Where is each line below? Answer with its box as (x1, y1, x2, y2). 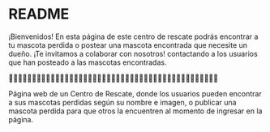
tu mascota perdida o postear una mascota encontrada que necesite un (8, 40, 248, 49)
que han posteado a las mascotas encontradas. (8, 57, 167, 67)
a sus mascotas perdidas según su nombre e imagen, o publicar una (8, 97, 237, 107)
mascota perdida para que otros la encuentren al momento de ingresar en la (8, 106, 263, 116)
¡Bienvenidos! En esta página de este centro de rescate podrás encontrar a (8, 32, 259, 41)
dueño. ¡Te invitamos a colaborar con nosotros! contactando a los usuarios (8, 49, 258, 58)
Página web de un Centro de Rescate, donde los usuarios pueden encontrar (8, 88, 262, 98)
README (8, 5, 70, 23)
